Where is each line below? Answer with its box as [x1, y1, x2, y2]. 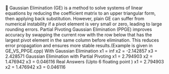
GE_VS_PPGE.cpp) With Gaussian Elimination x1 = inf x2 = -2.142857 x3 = [5, 48, 158, 54]
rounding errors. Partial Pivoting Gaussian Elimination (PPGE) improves [5, 26, 152, 32]
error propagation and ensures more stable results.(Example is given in [5, 43, 153, 48]
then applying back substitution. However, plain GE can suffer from [5, 16, 145, 21]
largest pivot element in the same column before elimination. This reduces [5, 37, 159, 43]
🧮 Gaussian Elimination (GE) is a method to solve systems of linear [5, 5, 143, 11]
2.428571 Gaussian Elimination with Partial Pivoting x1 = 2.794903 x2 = [5, 53, 153, 59]
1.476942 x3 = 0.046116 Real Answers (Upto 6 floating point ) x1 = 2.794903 [5, 59, 164, 64]
